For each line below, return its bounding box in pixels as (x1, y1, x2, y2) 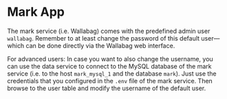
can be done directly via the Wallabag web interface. (25, 41, 175, 49)
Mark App (7, 4, 65, 20)
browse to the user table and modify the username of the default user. (7, 84, 206, 92)
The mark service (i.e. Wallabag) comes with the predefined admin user (7, 27, 210, 35)
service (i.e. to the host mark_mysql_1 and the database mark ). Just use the (7, 69, 217, 78)
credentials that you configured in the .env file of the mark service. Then (7, 76, 213, 85)
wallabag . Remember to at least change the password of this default (7, 34, 200, 42)
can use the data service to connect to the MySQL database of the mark (7, 62, 212, 70)
